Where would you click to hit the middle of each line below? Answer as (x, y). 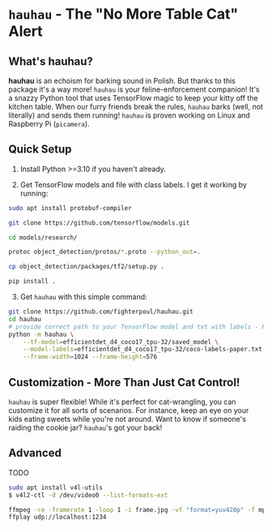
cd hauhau (25, 319)
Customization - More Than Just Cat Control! (124, 382)
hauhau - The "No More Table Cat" (123, 14)
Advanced (35, 453)
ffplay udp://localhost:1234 (57, 517)
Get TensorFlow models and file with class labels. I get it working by (133, 184)
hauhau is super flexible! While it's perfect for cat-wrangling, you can (122, 402)
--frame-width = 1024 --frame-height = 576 (90, 357)
